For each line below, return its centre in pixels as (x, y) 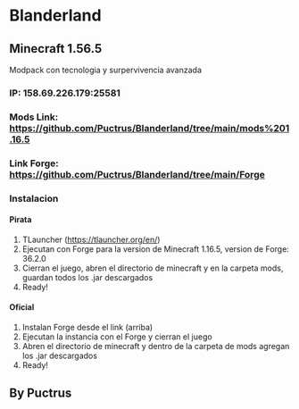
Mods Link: (34, 117)
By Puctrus (41, 393)
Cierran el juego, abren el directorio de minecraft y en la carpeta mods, (153, 268)
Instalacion (34, 198)
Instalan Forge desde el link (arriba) (87, 328)
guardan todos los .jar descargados (87, 277)
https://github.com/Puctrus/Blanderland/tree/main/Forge (137, 174)
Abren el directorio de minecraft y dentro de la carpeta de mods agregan (156, 346)
